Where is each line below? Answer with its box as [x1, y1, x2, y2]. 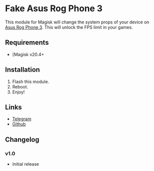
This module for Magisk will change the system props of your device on [5, 19, 150, 25]
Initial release [12, 161, 39, 167]
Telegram [12, 116, 32, 122]
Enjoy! [12, 89, 25, 95]
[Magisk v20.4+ [12, 51, 44, 57]
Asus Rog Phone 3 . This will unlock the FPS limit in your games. [5, 24, 133, 30]
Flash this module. [12, 79, 49, 85]
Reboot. [12, 84, 28, 89]
